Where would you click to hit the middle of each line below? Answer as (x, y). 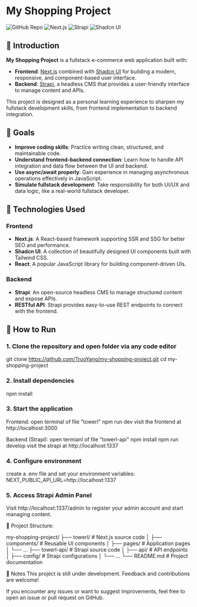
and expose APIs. (36, 298)
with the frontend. (36, 311)
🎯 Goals (21, 133)
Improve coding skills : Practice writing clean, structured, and (89, 147)
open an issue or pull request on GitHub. (55, 598)
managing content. (29, 514)
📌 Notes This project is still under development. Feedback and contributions (98, 574)
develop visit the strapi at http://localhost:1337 (62, 445)
